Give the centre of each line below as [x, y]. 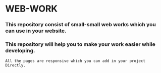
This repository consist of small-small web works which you [81, 25]
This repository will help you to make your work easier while [80, 44]
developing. [20, 51]
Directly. [16, 65]
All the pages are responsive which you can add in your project [75, 61]
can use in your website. [36, 31]
